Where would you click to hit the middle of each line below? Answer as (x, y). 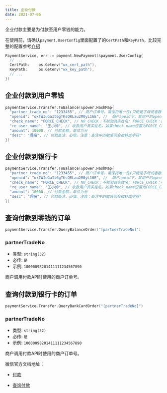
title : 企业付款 (20, 10)
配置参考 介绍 (27, 46)
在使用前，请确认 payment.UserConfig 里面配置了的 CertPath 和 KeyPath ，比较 (81, 40)
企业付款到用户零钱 (35, 96)
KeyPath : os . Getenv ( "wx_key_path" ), (52, 70)
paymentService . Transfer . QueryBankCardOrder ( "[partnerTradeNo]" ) (74, 306)
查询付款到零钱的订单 (38, 218)
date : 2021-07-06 (23, 14)
